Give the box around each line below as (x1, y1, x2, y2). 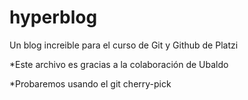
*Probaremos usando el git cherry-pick (9, 77, 172, 90)
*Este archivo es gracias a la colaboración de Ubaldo (9, 58, 229, 70)
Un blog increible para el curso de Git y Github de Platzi (9, 39, 239, 51)
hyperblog (9, 6, 98, 29)
